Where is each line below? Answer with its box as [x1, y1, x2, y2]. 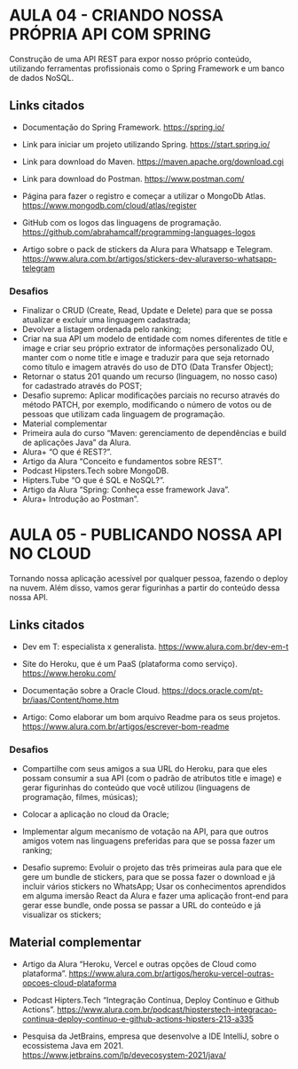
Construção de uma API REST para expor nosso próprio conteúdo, [9, 53, 252, 64]
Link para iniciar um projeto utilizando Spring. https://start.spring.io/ [21, 139, 271, 149]
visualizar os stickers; [21, 909, 102, 920]
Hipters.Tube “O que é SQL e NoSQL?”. [21, 475, 165, 486]
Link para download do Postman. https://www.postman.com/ [21, 173, 245, 184]
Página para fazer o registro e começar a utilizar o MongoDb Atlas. [21, 190, 266, 201]
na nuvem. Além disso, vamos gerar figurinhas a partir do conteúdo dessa [9, 582, 280, 593]
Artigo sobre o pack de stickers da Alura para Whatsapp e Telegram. [21, 243, 273, 254]
